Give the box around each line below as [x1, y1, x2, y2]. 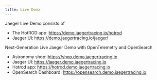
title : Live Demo [5, 7, 40, 12]
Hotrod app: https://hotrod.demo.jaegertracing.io [12, 64, 110, 70]
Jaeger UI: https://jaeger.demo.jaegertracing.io [12, 59, 106, 64]
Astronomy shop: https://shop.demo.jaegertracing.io [12, 54, 118, 60]
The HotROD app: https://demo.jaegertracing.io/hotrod [12, 30, 122, 35]
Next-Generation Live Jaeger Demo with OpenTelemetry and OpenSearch [5, 44, 153, 50]
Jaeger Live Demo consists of [5, 20, 65, 26]
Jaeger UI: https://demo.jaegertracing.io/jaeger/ [12, 35, 108, 41]
